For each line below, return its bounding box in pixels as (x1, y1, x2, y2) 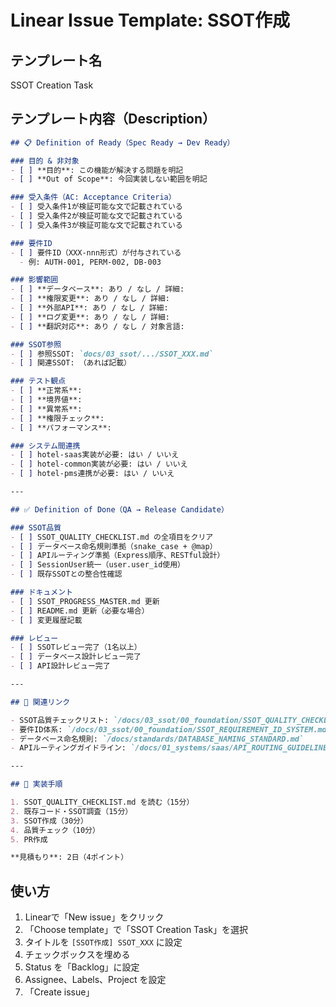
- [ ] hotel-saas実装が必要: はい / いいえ (10, 450, 180, 460)
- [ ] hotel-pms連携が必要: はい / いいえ (10, 469, 175, 479)
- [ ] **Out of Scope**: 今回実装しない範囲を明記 (10, 174, 208, 185)
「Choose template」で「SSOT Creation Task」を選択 (24, 924, 249, 936)
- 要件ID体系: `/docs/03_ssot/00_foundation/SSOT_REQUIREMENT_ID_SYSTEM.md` (10, 724, 332, 735)
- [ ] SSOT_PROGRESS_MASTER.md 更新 (10, 596, 160, 606)
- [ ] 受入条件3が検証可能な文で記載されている (10, 220, 183, 230)
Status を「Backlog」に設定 (24, 961, 140, 973)
